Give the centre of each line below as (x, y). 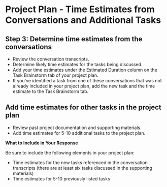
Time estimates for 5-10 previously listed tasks (61, 178)
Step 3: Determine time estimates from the (74, 39)
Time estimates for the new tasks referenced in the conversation (80, 162)
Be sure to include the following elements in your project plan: (70, 152)
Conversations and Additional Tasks (83, 20)
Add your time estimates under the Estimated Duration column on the (85, 70)
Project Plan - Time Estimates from (80, 9)
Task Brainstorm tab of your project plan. (55, 75)
